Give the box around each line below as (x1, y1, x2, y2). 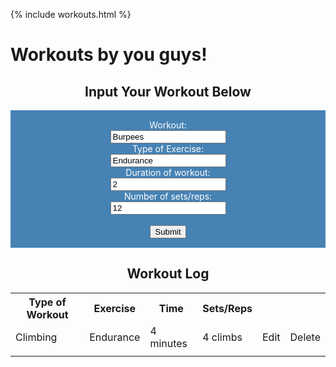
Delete (289, 330, 321, 344)
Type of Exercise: (131, 143, 205, 154)
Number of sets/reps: (123, 190, 213, 202)
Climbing (15, 330, 58, 344)
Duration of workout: (125, 167, 211, 178)
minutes (149, 336, 188, 350)
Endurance (89, 330, 141, 344)
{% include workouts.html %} (10, 9, 132, 20)
